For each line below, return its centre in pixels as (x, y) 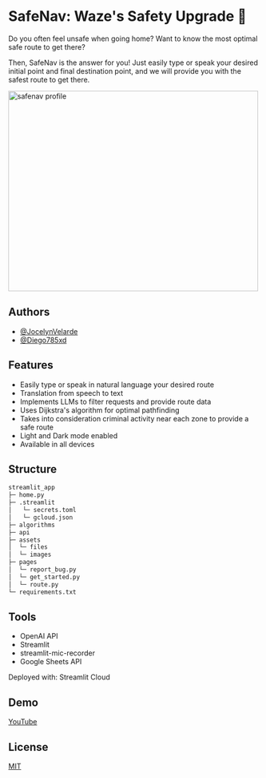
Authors (29, 312)
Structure (33, 469)
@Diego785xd (43, 340)
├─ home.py (26, 495)
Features (31, 365)
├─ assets (25, 540)
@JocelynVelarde (49, 331)
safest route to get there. (49, 79)
